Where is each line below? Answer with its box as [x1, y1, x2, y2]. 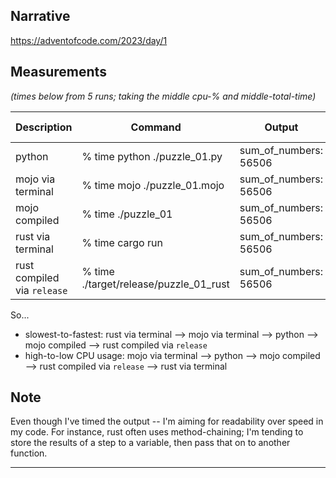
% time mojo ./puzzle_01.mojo [81, 178, 225, 192]
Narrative [10, 8, 71, 25]
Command [130, 120, 182, 134]
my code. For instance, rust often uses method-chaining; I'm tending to [10, 426, 304, 438]
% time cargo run [81, 235, 163, 249]
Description [15, 120, 73, 134]
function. [10, 447, 48, 459]
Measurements [10, 64, 107, 81]
